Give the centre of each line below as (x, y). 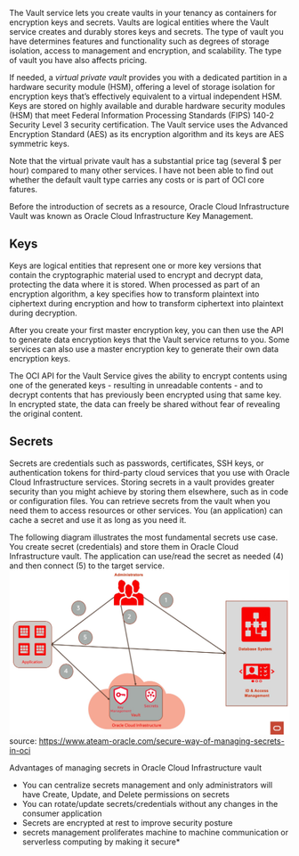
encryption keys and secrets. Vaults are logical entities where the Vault (139, 22)
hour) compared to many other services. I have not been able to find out (141, 170)
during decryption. (43, 313)
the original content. (46, 413)
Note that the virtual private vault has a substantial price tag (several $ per (145, 161)
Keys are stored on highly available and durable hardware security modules (147, 106)
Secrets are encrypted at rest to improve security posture (127, 823)
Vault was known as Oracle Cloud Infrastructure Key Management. (131, 216)
